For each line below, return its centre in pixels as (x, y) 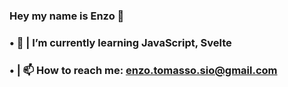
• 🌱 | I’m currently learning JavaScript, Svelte (120, 42)
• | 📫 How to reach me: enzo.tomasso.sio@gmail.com (143, 70)
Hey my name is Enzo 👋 (67, 16)
